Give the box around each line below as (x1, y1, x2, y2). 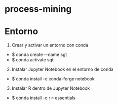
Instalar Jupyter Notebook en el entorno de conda (11, 66, 114, 72)
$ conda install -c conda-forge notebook (11, 76, 95, 82)
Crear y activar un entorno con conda (11, 42, 88, 48)
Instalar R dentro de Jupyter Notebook (11, 85, 90, 91)
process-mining (4, 3, 72, 15)
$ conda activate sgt (11, 57, 54, 63)
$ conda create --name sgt (11, 52, 67, 57)
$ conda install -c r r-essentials (11, 95, 76, 101)
